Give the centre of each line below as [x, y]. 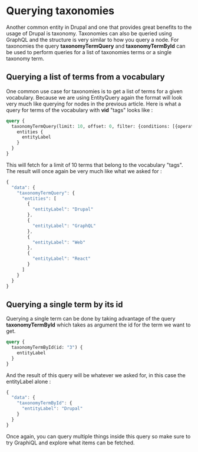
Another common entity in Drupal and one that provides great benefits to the [99, 27]
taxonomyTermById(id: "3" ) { [47, 348]
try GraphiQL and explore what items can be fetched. [70, 443]
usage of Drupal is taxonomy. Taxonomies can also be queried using [89, 33]
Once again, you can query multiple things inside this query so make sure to [98, 436]
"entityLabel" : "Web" [59, 242]
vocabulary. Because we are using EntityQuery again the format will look [94, 97]
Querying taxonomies [60, 11]
